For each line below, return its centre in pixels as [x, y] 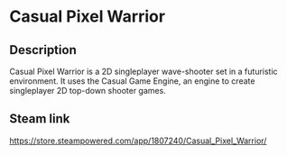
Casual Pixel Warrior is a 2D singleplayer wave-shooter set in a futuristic [143, 71]
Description [43, 50]
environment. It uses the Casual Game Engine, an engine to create [132, 81]
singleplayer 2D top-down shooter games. [88, 91]
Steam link [40, 119]
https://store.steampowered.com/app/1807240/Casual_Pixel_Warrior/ [138, 141]
